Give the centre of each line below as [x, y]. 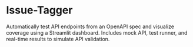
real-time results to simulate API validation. [58, 39]
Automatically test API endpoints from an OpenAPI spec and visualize [90, 26]
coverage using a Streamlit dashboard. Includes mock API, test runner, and [97, 32]
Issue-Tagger [39, 10]
